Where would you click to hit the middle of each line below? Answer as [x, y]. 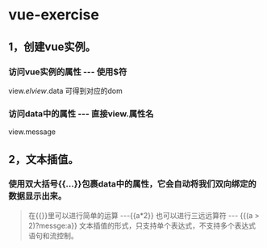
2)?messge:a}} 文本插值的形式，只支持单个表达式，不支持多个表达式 [142, 225]
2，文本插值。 [44, 159]
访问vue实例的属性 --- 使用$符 [68, 72]
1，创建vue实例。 [52, 46]
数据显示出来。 [38, 196]
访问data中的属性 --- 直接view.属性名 [81, 113]
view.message [32, 132]
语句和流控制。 [53, 235]
